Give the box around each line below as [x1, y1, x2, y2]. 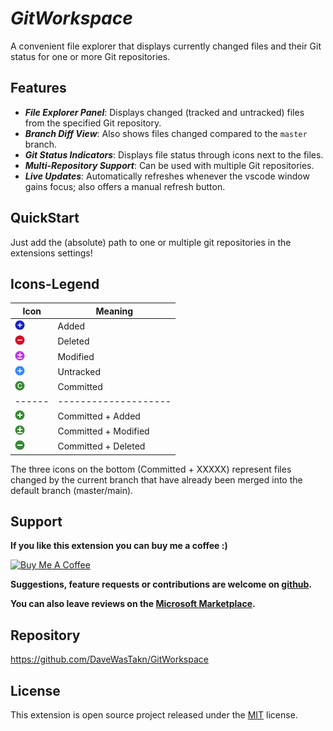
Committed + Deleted [57, 440, 146, 452]
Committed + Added [57, 410, 141, 422]
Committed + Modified [57, 425, 150, 437]
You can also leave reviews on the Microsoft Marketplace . [10, 598, 256, 610]
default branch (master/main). [10, 484, 134, 496]
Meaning [95, 305, 134, 317]
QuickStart [10, 210, 80, 227]
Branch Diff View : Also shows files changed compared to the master [24, 127, 308, 139]
